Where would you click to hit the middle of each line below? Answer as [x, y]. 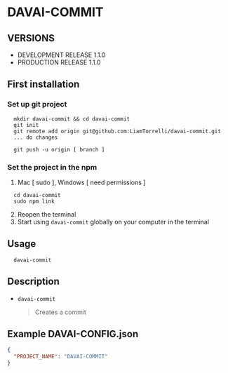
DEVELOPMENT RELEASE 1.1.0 [61, 55]
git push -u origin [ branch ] [59, 149]
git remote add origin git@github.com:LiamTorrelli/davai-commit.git [117, 131]
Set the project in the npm [52, 167]
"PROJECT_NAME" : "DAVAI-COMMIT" [61, 357]
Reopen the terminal [47, 214]
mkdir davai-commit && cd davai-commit [72, 119]
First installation [43, 84]
